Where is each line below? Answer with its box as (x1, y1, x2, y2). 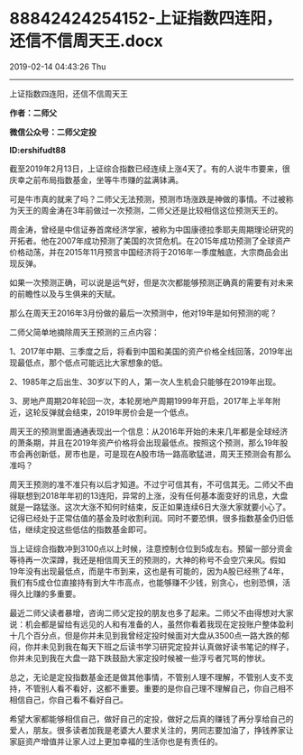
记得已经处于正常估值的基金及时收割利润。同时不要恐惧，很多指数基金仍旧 (9, 512, 286, 523)
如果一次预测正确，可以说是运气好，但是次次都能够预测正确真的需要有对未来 (9, 277, 294, 288)
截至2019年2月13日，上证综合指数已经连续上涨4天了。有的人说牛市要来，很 (9, 163, 290, 174)
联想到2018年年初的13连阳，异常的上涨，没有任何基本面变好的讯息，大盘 (16, 490, 289, 501)
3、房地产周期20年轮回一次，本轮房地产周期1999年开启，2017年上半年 (9, 395, 273, 406)
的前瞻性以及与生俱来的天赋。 (9, 288, 120, 299)
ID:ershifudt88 (9, 144, 66, 155)
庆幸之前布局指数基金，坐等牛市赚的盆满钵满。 (9, 174, 183, 185)
